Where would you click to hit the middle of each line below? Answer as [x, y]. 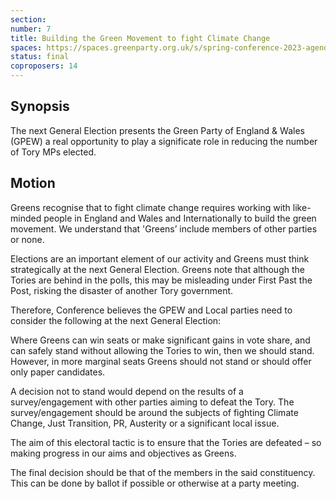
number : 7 [31, 29]
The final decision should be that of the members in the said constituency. [163, 472]
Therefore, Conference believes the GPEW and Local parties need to [151, 310]
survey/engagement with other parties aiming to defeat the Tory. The [152, 402]
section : [28, 19]
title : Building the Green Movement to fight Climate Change [140, 38]
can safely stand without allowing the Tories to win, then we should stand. [162, 350]
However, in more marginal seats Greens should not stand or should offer [161, 361]
